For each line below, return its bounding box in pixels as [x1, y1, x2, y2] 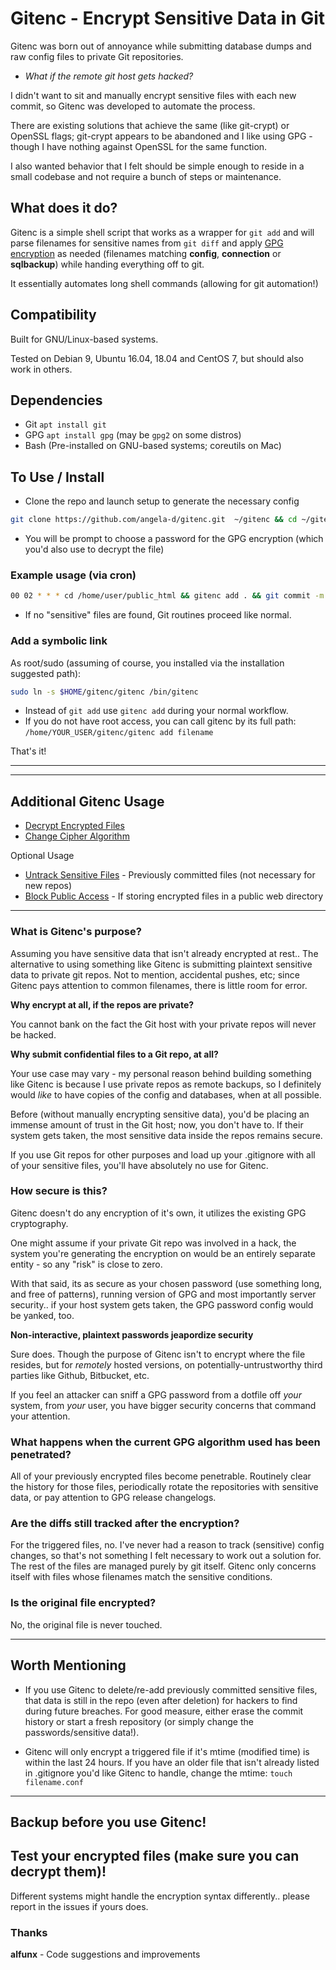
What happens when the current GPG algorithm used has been [10, 1435, 321, 1449]
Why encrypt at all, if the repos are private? [10, 998, 195, 1011]
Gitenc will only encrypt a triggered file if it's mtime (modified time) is [24, 1745, 310, 1757]
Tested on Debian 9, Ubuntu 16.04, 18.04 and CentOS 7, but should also [10, 352, 304, 364]
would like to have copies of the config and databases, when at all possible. [10, 1088, 322, 1101]
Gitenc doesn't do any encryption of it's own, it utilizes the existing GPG [10, 1207, 307, 1219]
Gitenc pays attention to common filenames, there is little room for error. [10, 979, 308, 991]
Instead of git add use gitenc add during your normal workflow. [24, 705, 289, 717]
